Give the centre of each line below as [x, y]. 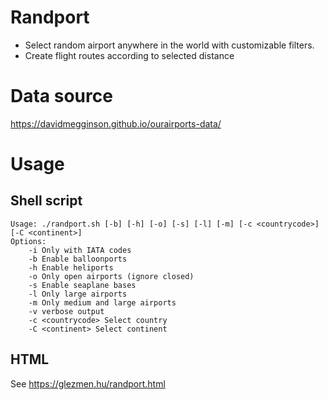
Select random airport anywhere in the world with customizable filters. [169, 45]
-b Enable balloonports [78, 259]
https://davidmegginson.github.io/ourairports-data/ [116, 123]
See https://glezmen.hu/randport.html [88, 383]
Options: [28, 241]
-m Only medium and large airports [102, 302]
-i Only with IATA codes [80, 250]
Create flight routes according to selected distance [129, 55]
